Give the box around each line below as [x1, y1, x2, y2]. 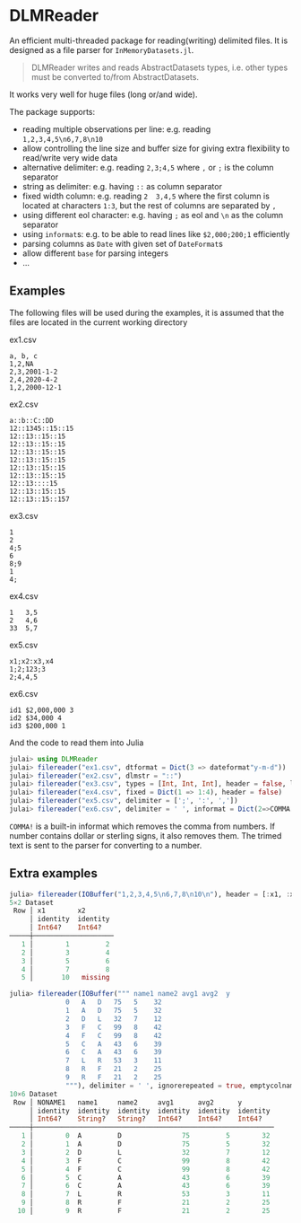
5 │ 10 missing [21, 973, 110, 982]
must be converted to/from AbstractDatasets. [30, 71, 200, 82]
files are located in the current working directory [9, 316, 188, 328]
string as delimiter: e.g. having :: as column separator [21, 180, 222, 191]
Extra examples [9, 866, 99, 881]
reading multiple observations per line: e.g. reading [21, 123, 211, 135]
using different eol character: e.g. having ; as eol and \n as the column [21, 209, 284, 220]
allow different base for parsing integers [21, 248, 168, 259]
